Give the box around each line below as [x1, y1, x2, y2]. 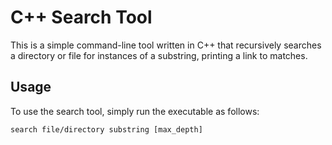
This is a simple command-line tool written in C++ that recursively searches [10, 39, 322, 51]
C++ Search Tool [10, 6, 153, 29]
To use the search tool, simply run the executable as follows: [10, 105, 260, 117]
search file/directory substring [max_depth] [10, 124, 203, 135]
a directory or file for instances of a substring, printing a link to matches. [10, 49, 308, 61]
